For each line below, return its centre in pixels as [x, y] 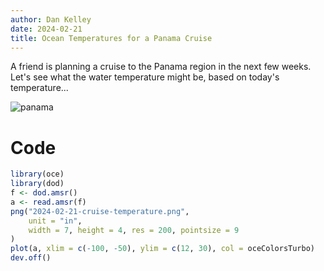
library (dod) [37, 184]
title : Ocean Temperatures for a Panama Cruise [111, 38]
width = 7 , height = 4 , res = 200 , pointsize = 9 [134, 230]
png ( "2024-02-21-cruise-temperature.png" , [100, 211]
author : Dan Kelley [51, 19]
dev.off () [31, 258]
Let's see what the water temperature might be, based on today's [145, 77]
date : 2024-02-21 [46, 29]
